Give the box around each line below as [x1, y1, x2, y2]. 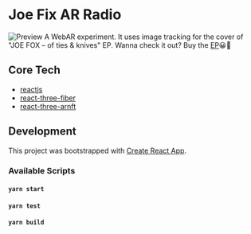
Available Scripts [8, 166, 76, 177]
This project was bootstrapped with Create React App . [8, 146, 187, 155]
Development [8, 125, 77, 138]
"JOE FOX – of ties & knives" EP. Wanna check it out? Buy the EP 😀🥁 [8, 40, 231, 49]
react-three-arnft [19, 101, 76, 111]
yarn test [8, 201, 41, 210]
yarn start [8, 185, 45, 193]
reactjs [19, 84, 43, 94]
